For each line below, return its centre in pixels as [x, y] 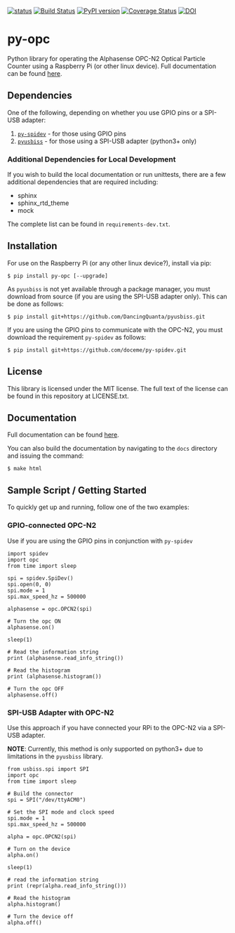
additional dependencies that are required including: [83, 182]
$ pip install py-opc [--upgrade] [58, 276]
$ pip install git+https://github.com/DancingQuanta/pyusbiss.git [106, 317]
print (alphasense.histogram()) [54, 676]
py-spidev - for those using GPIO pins [72, 133]
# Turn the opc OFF [36, 689]
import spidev [28, 554]
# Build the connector [40, 793]
